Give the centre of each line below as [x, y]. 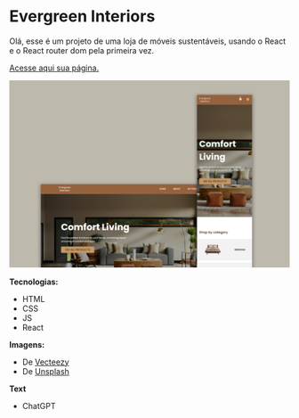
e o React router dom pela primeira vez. [82, 50]
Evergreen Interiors [82, 16]
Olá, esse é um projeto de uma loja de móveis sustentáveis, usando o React [148, 41]
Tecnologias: [34, 282]
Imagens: [27, 344]
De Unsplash [45, 371]
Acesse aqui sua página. [54, 68]
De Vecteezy [45, 362]
